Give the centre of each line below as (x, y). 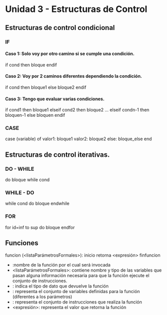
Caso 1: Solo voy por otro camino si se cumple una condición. (70, 54)
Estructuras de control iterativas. (58, 155)
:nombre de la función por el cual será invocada (61, 265)
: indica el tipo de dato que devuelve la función (60, 286)
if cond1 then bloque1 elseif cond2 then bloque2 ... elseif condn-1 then (77, 110)
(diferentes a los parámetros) (42, 297)
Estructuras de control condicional (60, 28)
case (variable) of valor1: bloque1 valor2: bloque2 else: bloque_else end (79, 139)
